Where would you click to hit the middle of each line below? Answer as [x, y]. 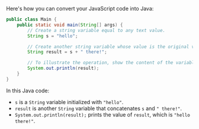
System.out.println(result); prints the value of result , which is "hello [102, 114]
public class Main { [32, 20]
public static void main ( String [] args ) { [70, 25]
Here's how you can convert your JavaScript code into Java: [80, 9]
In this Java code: [28, 91]
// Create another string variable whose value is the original [108, 47]
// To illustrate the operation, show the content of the [100, 63]
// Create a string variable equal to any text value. [97, 30]
